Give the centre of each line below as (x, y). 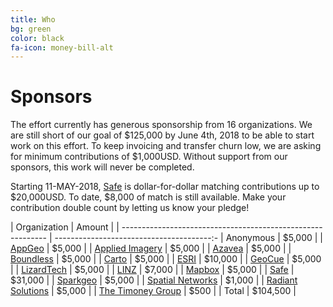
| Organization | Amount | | (65, 227)
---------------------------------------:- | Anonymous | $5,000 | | (189, 238)
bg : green (31, 29)
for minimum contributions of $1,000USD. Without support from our (149, 157)
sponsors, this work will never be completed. (102, 167)
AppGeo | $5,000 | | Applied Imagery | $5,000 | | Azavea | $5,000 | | (151, 248)
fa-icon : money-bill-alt (62, 47)
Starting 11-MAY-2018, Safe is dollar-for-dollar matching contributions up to (165, 187)
